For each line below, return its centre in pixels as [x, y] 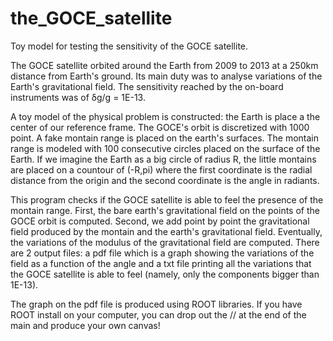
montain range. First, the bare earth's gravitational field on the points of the [165, 210]
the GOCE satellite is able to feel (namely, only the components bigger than [165, 274]
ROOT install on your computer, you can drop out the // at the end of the [158, 314]
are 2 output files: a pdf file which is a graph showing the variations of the [162, 253]
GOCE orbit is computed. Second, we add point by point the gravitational [160, 221]
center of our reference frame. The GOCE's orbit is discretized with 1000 [160, 127]
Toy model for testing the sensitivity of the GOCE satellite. [129, 46]
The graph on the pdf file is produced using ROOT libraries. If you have [156, 304]
